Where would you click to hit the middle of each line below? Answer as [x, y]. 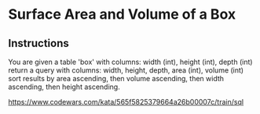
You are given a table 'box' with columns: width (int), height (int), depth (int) [130, 62]
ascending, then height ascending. [64, 87]
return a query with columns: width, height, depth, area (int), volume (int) [126, 70]
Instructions [38, 43]
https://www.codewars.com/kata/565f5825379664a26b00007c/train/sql [126, 102]
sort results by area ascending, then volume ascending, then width [116, 78]
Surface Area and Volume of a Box [122, 14]
